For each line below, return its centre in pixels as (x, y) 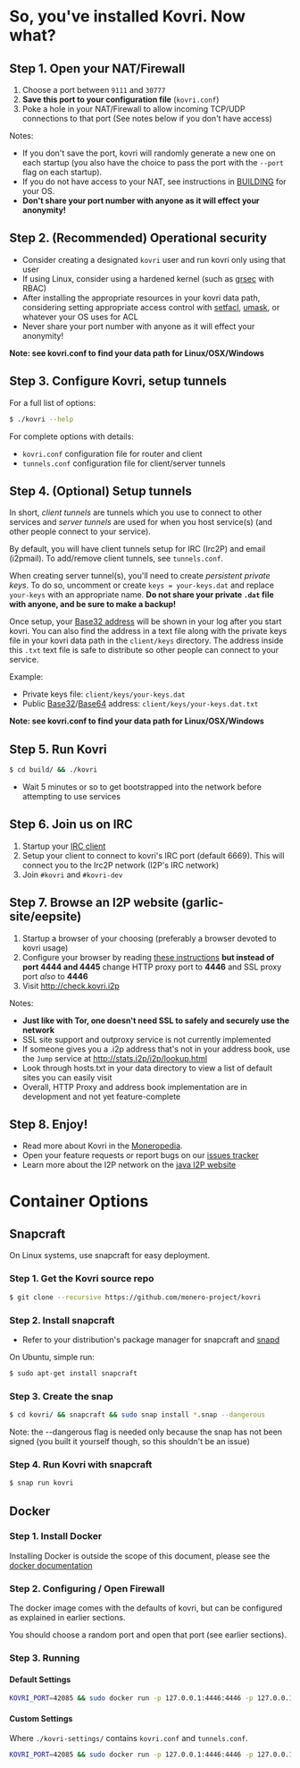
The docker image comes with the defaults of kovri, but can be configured (146, 1608)
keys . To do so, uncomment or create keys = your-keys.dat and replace (142, 585)
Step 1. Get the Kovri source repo (82, 1279)
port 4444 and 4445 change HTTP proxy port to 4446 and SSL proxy (152, 967)
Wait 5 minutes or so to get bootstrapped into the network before (142, 787)
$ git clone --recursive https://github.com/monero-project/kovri (135, 1297)
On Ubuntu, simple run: (52, 1357)
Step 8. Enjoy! (49, 1125)
